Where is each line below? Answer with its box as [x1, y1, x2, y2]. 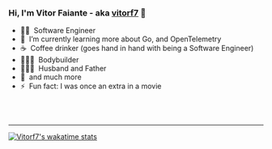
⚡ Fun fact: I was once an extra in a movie [19, 81, 162, 92]
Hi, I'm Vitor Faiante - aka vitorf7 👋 [8, 7, 147, 19]
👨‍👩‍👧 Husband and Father [19, 64, 107, 74]
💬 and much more [19, 72, 83, 82]
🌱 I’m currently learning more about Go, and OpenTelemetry [19, 34, 222, 44]
